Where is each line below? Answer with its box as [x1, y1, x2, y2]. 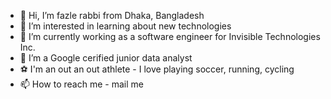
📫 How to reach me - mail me [19, 78, 144, 90]
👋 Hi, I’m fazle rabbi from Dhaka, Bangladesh [19, 10, 205, 21]
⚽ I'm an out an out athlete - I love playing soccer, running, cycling [19, 63, 295, 75]
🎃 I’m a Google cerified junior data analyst [19, 52, 193, 64]
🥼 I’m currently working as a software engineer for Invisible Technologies [19, 31, 321, 42]
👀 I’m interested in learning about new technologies [19, 20, 232, 32]
